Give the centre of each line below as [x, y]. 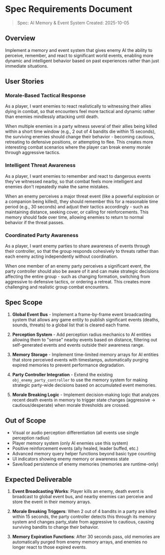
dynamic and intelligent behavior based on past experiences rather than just [82, 61]
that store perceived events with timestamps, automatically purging [80, 359]
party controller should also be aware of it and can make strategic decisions [82, 271]
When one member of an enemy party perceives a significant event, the [78, 266]
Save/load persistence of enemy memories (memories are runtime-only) [85, 464]
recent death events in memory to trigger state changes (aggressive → [84, 400]
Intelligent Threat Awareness [41, 165]
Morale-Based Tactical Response [45, 96]
